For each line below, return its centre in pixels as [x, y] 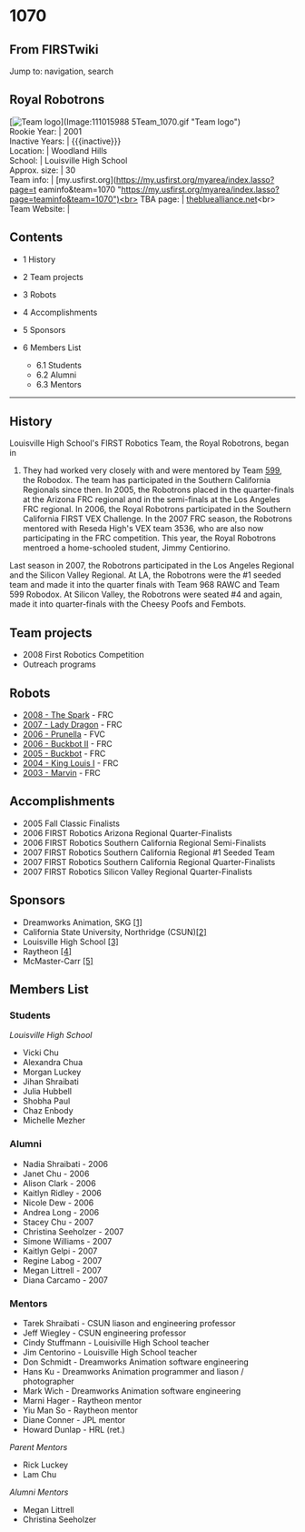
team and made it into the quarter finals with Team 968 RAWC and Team [144, 585]
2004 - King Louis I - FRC [71, 763]
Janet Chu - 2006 [56, 1174]
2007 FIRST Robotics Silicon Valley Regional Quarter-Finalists [137, 872]
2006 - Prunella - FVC [64, 734]
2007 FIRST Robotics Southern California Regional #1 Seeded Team [148, 852]
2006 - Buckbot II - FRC [67, 744]
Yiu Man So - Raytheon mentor [80, 1410]
